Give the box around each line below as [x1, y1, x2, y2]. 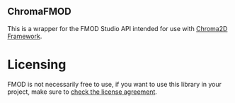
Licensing [7, 56, 67, 73]
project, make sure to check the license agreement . [7, 87, 158, 96]
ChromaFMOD [7, 6, 72, 18]
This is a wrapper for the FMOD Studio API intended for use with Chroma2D [7, 24, 228, 32]
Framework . [7, 32, 42, 40]
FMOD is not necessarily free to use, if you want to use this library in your [7, 80, 222, 88]
